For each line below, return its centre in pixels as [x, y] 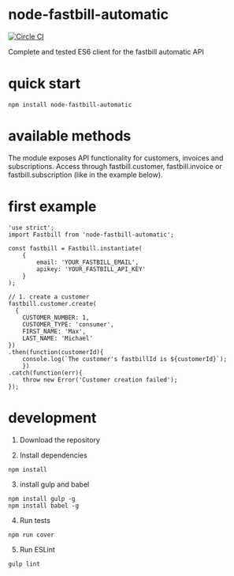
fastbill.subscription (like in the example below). [85, 175]
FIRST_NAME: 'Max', [54, 331]
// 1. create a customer [49, 297]
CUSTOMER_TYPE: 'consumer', [68, 324]
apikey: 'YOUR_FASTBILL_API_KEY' [91, 269]
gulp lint [24, 564]
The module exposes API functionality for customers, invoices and [116, 158]
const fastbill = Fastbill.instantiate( [76, 248]
